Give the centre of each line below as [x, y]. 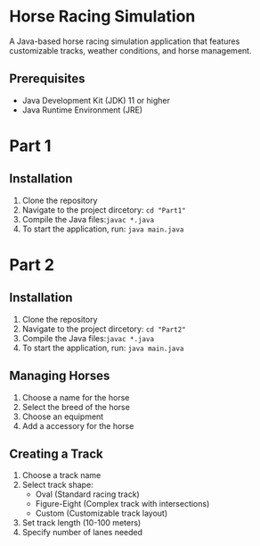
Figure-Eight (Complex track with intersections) [122, 504]
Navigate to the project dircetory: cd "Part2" [104, 329]
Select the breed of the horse [76, 407]
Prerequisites [47, 79]
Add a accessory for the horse [78, 425]
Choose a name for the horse [76, 397]
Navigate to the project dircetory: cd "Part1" [104, 210]
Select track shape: [57, 485]
